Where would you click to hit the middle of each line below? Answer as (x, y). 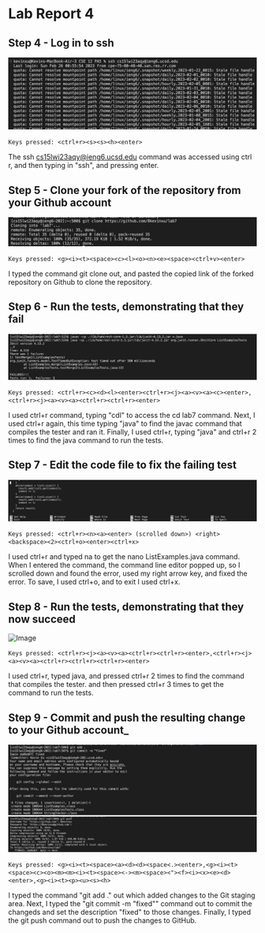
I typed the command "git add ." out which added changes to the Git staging (132, 895)
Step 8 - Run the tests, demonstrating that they (126, 607)
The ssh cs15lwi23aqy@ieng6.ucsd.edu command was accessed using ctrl (130, 157)
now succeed (42, 619)
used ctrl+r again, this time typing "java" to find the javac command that (125, 424)
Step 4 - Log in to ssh (61, 43)
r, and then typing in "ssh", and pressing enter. (84, 166)
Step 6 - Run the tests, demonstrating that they (126, 307)
